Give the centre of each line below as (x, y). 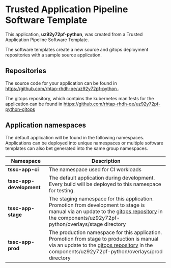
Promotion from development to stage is (97, 205)
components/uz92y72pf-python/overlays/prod (106, 251)
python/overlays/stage (76, 224)
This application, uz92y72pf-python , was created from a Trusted (74, 34)
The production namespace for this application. (106, 232)
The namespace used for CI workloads (95, 169)
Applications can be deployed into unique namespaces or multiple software (84, 143)
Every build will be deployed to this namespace (105, 184)
